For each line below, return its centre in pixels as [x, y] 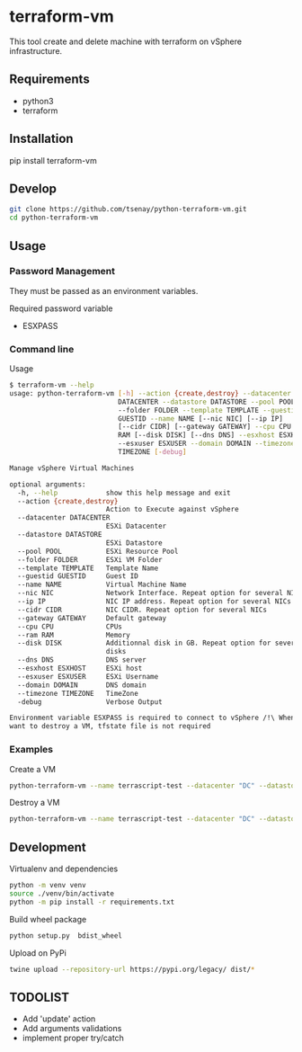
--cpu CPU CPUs [70, 627]
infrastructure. [36, 50]
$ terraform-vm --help [52, 385]
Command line [42, 349]
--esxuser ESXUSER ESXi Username [88, 676]
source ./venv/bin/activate [62, 893]
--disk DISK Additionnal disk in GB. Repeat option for [144, 643]
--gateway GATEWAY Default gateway [92, 618]
